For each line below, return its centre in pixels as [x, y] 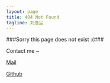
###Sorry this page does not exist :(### [55, 40]
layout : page [22, 12]
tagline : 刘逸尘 [25, 23]
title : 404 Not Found [33, 17]
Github [14, 74]
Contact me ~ [23, 51]
